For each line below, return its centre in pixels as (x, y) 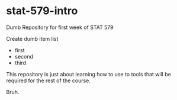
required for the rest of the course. (48, 80)
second (24, 56)
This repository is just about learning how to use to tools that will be (89, 74)
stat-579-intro (42, 11)
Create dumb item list (32, 38)
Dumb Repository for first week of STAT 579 (60, 27)
